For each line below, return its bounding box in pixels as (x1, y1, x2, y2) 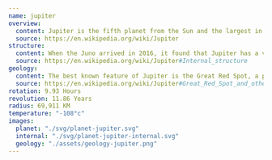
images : (8, 117, 35, 125)
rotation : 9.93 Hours (8, 86, 82, 95)
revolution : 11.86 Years (8, 95, 92, 103)
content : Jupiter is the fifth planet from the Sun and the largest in (15, 27, 263, 35)
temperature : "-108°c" (8, 110, 85, 118)
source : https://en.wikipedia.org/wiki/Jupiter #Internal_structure (15, 57, 249, 65)
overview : (8, 19, 42, 27)
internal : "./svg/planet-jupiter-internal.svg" (15, 132, 180, 140)
